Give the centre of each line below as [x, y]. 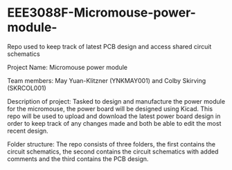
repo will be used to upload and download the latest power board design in [114, 116]
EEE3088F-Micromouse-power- [101, 13]
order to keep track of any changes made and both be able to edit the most [114, 123]
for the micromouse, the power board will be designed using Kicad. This [110, 108]
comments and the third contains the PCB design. [78, 159]
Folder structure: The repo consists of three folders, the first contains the [111, 144]
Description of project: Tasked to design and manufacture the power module [116, 101]
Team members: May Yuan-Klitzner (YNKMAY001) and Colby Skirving [107, 80]
